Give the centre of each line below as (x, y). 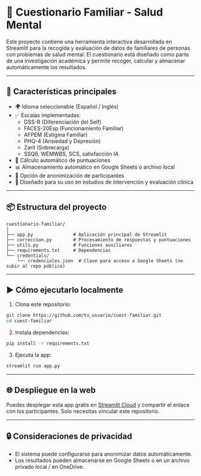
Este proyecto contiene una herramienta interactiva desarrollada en (89, 41)
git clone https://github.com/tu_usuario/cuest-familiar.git (84, 315)
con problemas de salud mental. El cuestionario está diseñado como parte (98, 54)
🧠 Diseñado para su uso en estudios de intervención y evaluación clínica (104, 182)
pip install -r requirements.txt (48, 344)
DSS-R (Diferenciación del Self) (63, 122)
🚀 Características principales (61, 92)
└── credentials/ (28, 255)
